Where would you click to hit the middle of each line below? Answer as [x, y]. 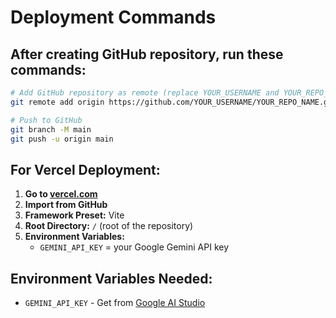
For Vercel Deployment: [85, 169]
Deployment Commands [113, 17]
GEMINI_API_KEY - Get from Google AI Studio [115, 302]
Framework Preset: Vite [74, 215]
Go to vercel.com [61, 194]
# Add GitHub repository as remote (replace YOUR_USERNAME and [145, 93]
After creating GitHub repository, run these [147, 54]
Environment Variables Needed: [111, 278]
